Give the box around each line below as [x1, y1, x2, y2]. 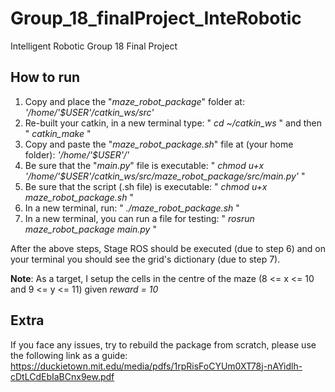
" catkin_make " [24, 127, 92, 139]
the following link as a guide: [10, 349, 128, 361]
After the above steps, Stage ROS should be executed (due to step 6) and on [10, 242, 326, 254]
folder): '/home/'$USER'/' [24, 148, 130, 161]
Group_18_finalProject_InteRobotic [10, 7, 302, 30]
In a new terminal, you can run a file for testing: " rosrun [24, 212, 255, 224]
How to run [10, 69, 81, 86]
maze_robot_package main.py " [24, 223, 157, 235]
